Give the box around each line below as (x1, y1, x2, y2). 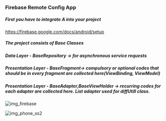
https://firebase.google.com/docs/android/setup (5, 29, 104, 35)
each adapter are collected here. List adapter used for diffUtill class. (5, 88, 150, 94)
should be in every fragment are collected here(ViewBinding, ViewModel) (5, 70, 161, 76)
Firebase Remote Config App (5, 4, 76, 11)
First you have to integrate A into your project (5, 16, 101, 22)
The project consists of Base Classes (5, 40, 84, 46)
